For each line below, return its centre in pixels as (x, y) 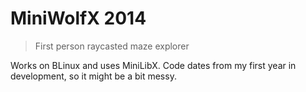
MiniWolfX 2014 (78, 18)
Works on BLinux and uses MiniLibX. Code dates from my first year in (153, 65)
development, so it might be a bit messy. (93, 76)
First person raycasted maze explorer (112, 46)
